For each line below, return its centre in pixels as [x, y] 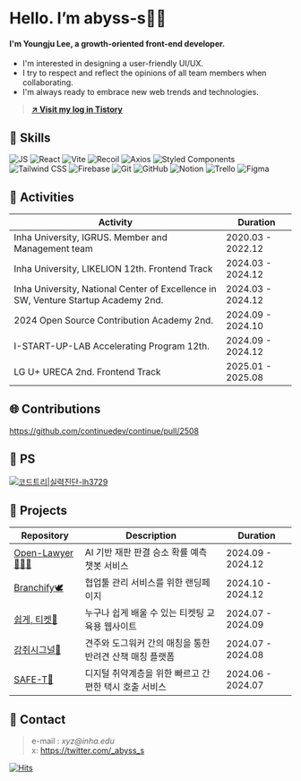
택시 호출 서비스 [135, 687]
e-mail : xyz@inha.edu [73, 741]
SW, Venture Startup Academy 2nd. [89, 300]
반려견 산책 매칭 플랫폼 [129, 656]
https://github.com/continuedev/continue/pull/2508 [104, 430]
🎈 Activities [42, 197]
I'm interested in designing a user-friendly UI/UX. [113, 64]
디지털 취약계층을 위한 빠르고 [142, 673]
